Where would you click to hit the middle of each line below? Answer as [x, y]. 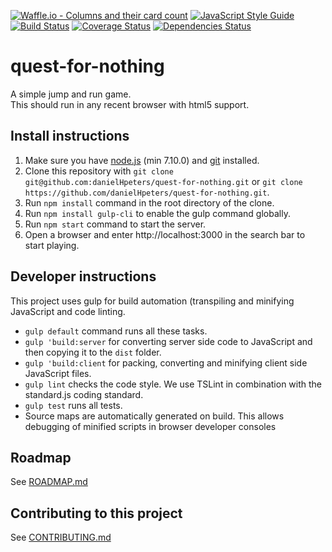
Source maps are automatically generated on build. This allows [154, 416]
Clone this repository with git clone [99, 171]
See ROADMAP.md [49, 482]
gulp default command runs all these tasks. [116, 331]
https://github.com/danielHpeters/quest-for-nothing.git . [147, 192]
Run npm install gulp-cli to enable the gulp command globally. [157, 213]
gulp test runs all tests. [73, 405]
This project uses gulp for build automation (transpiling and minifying [152, 301]
